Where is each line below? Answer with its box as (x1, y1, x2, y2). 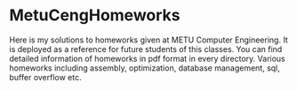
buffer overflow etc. (9, 71, 82, 82)
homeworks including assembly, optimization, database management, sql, (9, 63, 280, 73)
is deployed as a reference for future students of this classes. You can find (9, 43, 283, 54)
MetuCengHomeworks (9, 5, 181, 26)
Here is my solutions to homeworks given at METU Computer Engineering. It (9, 34, 289, 45)
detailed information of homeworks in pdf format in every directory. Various (9, 53, 286, 64)
